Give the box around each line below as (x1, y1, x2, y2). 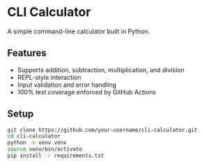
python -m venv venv (7, 140, 68, 147)
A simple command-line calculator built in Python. (7, 27, 150, 35)
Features (7, 47, 47, 59)
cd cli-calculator (7, 133, 61, 140)
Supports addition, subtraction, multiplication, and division (17, 65, 185, 74)
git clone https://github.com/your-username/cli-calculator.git (7, 126, 198, 133)
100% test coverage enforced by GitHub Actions (17, 88, 157, 96)
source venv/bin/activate (7, 146, 82, 153)
